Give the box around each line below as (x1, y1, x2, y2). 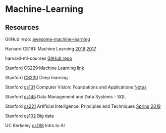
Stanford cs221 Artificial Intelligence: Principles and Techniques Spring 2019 (5, 103, 161, 109)
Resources (5, 23, 39, 32)
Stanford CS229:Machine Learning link (5, 65, 84, 71)
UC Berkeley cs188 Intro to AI (5, 123, 65, 128)
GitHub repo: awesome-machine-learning (5, 36, 90, 42)
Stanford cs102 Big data (5, 113, 54, 119)
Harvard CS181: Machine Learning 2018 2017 (5, 46, 97, 51)
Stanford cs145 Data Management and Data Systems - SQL (5, 94, 126, 99)
